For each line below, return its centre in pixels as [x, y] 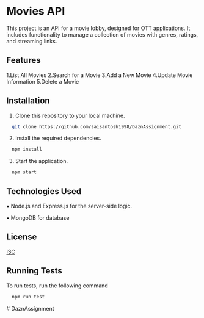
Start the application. [42, 161]
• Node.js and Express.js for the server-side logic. [69, 206]
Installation [28, 101]
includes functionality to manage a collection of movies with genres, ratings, [102, 34]
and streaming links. [32, 41]
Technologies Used [44, 191]
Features [24, 60]
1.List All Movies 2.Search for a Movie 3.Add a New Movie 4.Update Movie [100, 75]
